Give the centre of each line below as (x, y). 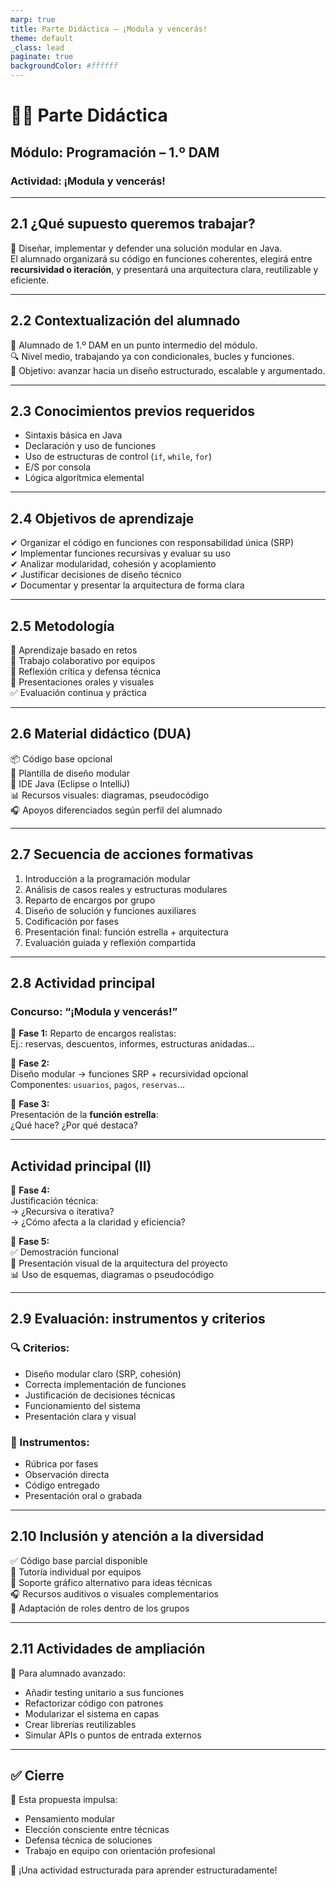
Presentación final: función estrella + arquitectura (126, 932)
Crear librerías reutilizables (80, 1724)
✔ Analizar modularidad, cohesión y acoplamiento (113, 564)
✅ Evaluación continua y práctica (78, 692)
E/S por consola (58, 467)
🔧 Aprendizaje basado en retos (74, 650)
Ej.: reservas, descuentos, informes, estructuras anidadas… (133, 1044)
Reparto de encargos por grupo (90, 900)
